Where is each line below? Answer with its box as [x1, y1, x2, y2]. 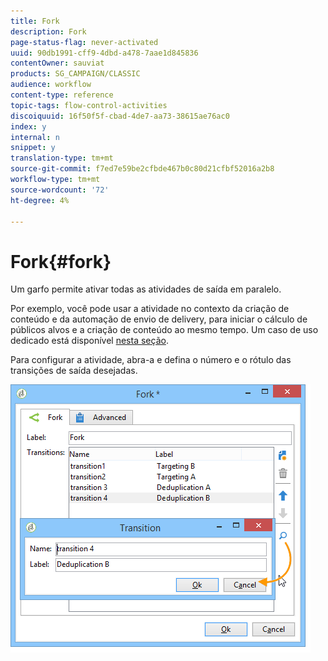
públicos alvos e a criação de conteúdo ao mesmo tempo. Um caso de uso [10, 324, 319, 336]
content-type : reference [10, 90, 114, 100]
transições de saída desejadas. [10, 365, 138, 377]
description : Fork [10, 26, 87, 37]
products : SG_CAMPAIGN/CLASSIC [10, 69, 141, 79]
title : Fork [10, 16, 60, 26]
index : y [10, 121, 47, 132]
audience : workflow [10, 80, 92, 90]
